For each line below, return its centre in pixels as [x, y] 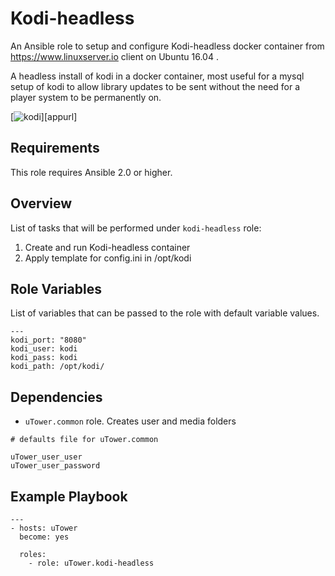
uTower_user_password [55, 466]
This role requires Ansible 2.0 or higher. [91, 172]
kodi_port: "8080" [48, 340]
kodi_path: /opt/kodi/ [57, 367]
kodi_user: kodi [44, 349]
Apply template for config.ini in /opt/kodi [108, 258]
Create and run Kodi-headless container [107, 247]
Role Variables [56, 288]
